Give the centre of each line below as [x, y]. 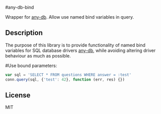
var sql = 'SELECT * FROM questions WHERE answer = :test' [68, 75]
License [18, 95]
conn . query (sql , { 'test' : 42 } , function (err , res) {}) [65, 79]
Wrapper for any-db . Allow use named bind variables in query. [70, 17]
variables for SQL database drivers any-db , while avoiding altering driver [80, 50]
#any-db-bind [20, 7]
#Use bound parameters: [31, 66]
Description [24, 33]
